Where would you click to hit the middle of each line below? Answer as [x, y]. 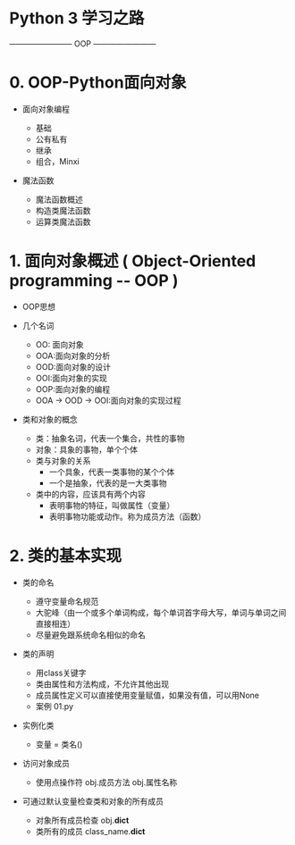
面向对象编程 [46, 109]
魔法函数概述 [59, 199]
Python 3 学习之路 [77, 18]
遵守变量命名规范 [67, 601]
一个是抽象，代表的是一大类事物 [108, 482]
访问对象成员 [46, 763]
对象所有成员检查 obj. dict [82, 820]
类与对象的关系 [63, 460]
